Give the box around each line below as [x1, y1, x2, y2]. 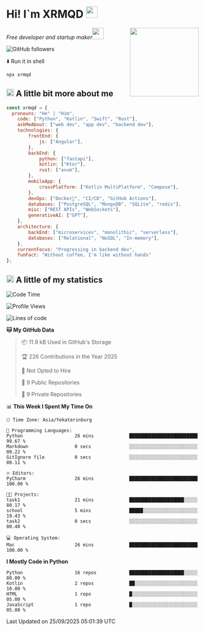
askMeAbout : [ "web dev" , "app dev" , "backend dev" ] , [17, 122, 154, 128]
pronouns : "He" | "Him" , [12, 110, 75, 116]
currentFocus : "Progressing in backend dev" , [17, 246, 135, 252]
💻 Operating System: [6, 535, 61, 541]
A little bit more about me [15, 88, 114, 99]
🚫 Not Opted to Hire [21, 366, 71, 374]
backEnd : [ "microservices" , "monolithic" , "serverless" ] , [28, 229, 179, 235]
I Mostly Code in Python [6, 558, 68, 565]
